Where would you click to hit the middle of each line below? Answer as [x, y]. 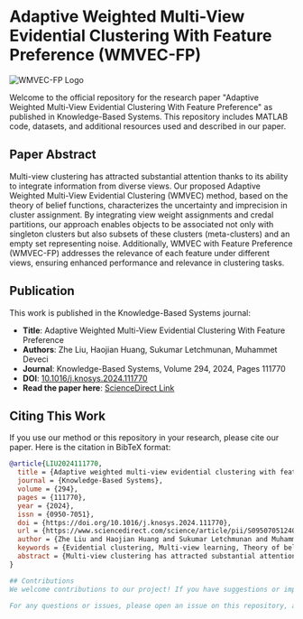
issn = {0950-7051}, [56, 514]
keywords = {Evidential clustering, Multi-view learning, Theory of [149, 548]
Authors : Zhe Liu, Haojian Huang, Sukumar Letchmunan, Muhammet [150, 349]
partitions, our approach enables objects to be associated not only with [142, 224]
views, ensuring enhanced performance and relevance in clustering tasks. [147, 263]
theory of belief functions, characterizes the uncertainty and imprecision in [148, 205]
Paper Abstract [53, 155]
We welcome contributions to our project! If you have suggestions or [145, 589]
